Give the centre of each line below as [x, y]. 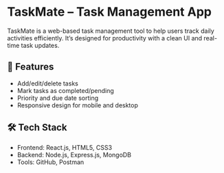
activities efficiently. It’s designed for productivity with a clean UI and [105, 38]
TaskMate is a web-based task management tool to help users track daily [111, 31]
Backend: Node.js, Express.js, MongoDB [74, 155]
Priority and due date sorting [58, 98]
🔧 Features [31, 67]
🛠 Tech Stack [37, 128]
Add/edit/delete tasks [48, 83]
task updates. [40, 45]
